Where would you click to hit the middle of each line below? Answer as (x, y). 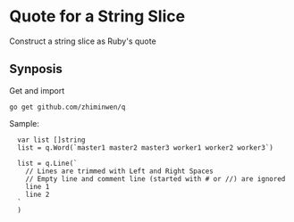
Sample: (25, 123)
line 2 (38, 194)
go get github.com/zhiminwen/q (67, 107)
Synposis (36, 69)
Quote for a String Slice (97, 16)
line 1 (38, 186)
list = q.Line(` (47, 163)
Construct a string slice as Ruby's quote (83, 41)
